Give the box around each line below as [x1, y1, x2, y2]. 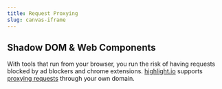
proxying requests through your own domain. [7, 75, 135, 83]
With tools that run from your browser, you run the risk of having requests [7, 60, 216, 68]
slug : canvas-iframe [7, 16, 67, 23]
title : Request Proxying [7, 10, 78, 17]
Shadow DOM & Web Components [7, 42, 156, 53]
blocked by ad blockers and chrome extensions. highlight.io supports [7, 67, 203, 75]
